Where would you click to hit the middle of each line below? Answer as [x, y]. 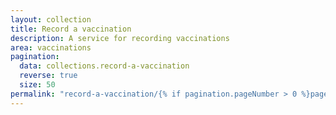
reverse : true [48, 76]
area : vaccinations [51, 47]
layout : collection [51, 19]
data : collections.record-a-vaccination [104, 66]
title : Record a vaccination [71, 29]
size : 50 [37, 85]
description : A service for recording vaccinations [120, 38]
